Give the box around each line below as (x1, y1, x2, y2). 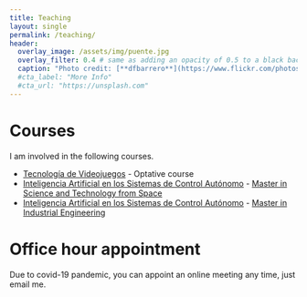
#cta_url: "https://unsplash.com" (17, 81, 149, 90)
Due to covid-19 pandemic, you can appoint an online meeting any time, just (9, 269, 296, 280)
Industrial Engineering (22, 207, 106, 218)
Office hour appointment (9, 239, 201, 260)
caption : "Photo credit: (17, 65, 112, 74)
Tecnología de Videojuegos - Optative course (22, 168, 195, 179)
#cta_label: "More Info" (17, 73, 112, 82)
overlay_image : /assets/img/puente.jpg (17, 47, 170, 56)
